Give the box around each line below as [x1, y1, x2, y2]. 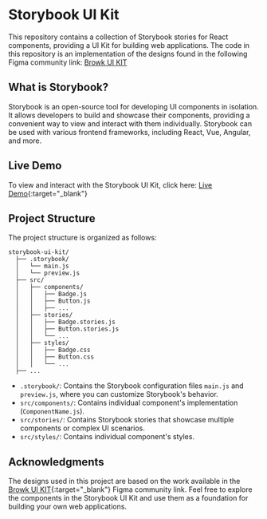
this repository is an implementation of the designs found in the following [8, 49, 248, 58]
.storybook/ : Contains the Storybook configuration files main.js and [19, 381, 245, 390]
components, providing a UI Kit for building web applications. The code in [8, 40, 249, 50]
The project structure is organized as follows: [8, 233, 157, 243]
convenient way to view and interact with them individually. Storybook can [8, 118, 253, 129]
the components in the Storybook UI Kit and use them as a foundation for [8, 493, 249, 503]
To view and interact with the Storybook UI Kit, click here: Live [8, 180, 213, 189]
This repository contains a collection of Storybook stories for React [8, 32, 229, 42]
